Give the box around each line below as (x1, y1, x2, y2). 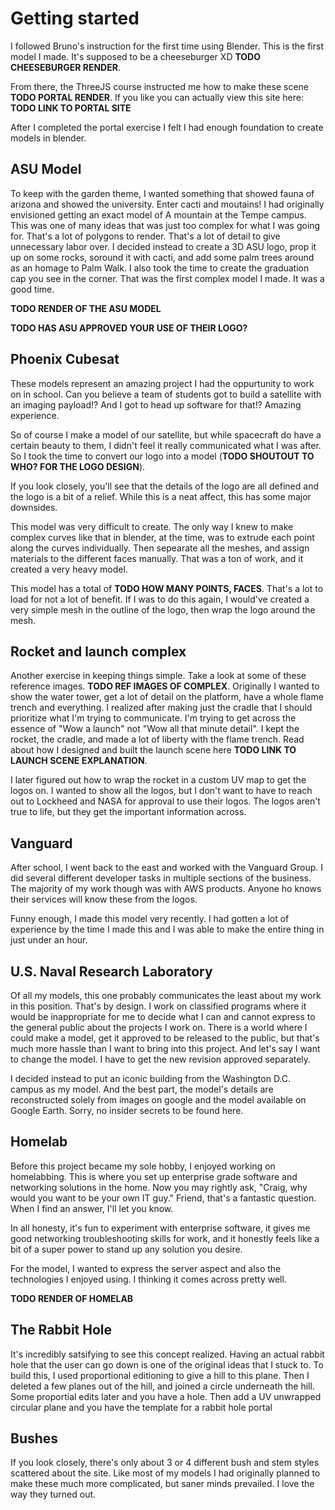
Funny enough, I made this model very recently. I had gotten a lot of (10, 913, 290, 925)
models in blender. (10, 132, 87, 144)
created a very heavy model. (10, 563, 128, 575)
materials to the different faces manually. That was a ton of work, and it (10, 552, 304, 564)
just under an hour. (10, 934, 88, 946)
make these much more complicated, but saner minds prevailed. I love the (10, 1478, 315, 1490)
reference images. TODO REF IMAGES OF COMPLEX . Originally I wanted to (10, 680, 320, 692)
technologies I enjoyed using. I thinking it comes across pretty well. (10, 1273, 287, 1285)
